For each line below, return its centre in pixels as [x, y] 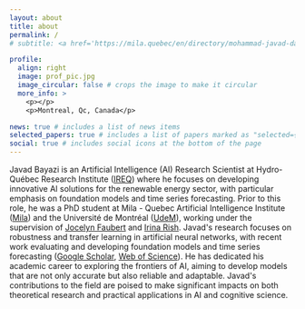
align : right [42, 68]
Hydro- [269, 169]
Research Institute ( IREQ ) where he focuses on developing [150, 179]
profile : [26, 60]
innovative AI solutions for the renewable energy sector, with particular [142, 189]
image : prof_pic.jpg [56, 77]
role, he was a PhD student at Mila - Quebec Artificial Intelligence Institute [148, 208]
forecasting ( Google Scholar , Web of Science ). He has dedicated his [137, 256]
